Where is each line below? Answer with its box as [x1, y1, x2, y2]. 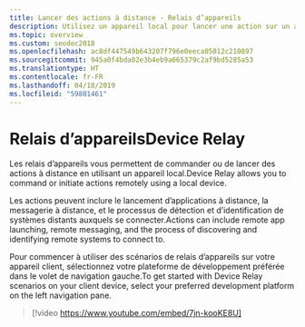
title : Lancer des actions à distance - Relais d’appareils [9, 13, 242, 23]
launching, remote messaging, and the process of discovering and [9, 224, 258, 235]
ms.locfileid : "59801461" [9, 89, 107, 98]
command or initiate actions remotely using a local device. [9, 178, 227, 189]
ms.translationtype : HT [9, 64, 100, 74]
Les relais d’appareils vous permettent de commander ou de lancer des [9, 158, 276, 169]
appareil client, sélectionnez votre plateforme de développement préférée [9, 261, 285, 272]
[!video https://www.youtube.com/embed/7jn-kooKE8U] [31, 308, 242, 319]
